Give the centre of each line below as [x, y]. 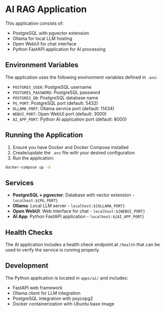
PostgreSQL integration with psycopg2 [53, 298]
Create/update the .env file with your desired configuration [74, 152]
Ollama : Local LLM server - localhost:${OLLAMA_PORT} [69, 206]
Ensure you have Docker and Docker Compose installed [70, 147]
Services [20, 183]
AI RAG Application [46, 9]
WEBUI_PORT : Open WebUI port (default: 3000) [60, 114]
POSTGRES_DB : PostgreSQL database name [55, 97]
